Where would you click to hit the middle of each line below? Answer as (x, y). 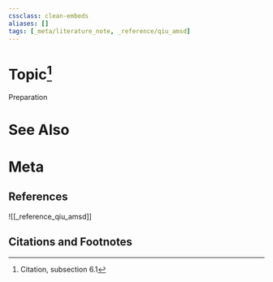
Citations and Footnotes (70, 242)
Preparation (28, 97)
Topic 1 (30, 73)
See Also (39, 130)
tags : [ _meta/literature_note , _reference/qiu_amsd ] (100, 31)
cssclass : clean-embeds (49, 16)
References (38, 197)
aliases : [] (28, 24)
